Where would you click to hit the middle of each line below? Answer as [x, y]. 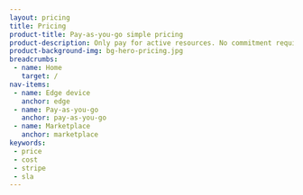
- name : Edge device [52, 93]
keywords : [28, 143]
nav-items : [30, 84]
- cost [26, 160]
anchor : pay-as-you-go [64, 118]
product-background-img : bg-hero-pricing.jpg [96, 51]
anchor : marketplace [60, 135]
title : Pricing [38, 26]
